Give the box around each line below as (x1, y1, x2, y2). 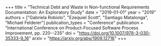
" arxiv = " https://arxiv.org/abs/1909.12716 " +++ (29, 35, 127, 41)
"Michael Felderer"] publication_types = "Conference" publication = (5, 20, 144, 25)
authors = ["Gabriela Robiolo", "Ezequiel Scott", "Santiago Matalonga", (5, 15, 149, 20)
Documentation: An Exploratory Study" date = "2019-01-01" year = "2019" (5, 9, 156, 15)
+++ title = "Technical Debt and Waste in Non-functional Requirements (5, 4, 150, 10)
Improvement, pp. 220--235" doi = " (5, 30, 79, 36)
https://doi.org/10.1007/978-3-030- (79, 30, 151, 36)
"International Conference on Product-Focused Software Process (5, 25, 139, 31)
